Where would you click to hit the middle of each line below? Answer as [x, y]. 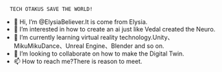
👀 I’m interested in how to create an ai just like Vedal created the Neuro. [114, 29]
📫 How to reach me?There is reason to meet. [78, 61]
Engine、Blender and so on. [125, 46]
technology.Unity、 [147, 37]
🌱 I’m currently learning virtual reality [66, 37]
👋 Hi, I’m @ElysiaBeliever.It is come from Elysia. [81, 22]
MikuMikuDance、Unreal [49, 46]
